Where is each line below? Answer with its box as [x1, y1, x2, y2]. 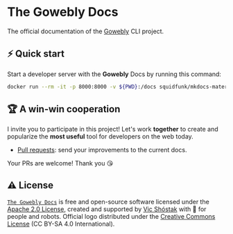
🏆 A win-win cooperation [7, 103, 121, 115]
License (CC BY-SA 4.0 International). [7, 219, 115, 228]
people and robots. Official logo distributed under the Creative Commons [7, 213, 216, 221]
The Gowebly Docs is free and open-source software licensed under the [7, 198, 209, 206]
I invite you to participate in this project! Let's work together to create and [7, 125, 218, 134]
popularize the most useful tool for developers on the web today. [7, 132, 194, 141]
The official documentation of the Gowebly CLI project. [7, 27, 164, 35]
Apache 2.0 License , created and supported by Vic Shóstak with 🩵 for [7, 205, 207, 213]
